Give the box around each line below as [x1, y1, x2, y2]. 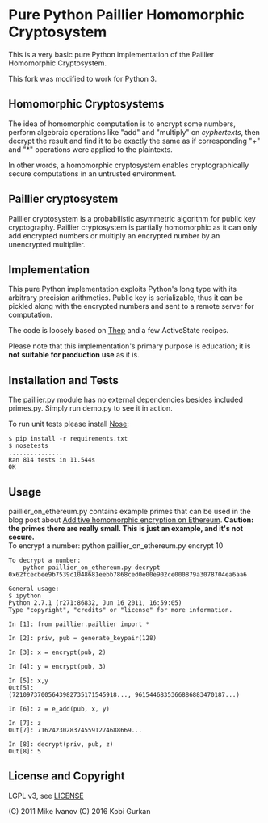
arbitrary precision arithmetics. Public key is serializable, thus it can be [8, 293, 244, 302]
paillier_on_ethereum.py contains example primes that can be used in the [8, 507, 252, 516]
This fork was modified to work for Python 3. [8, 74, 157, 83]
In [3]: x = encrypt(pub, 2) [8, 648, 107, 656]
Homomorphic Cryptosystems [8, 97, 165, 111]
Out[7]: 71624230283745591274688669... [8, 726, 143, 734]
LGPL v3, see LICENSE [8, 791, 84, 800]
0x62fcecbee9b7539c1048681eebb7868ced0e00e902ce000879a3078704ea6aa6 [8, 571, 248, 579]
